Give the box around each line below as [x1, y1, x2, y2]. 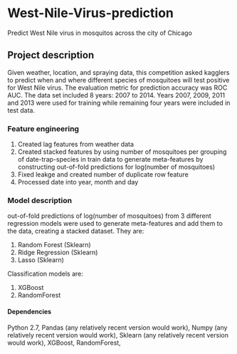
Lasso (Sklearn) [17, 256, 64, 264]
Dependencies [7, 307, 52, 316]
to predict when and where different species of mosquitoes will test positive [7, 76, 230, 84]
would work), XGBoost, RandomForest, [7, 338, 121, 347]
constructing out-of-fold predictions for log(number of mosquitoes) [17, 162, 216, 172]
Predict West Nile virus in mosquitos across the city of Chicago [7, 28, 192, 37]
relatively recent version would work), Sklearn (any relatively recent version [7, 330, 229, 339]
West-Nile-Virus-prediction [7, 5, 174, 21]
